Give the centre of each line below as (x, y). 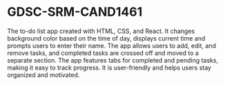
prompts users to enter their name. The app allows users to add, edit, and (111, 45)
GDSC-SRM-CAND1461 (75, 12)
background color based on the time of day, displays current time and (106, 38)
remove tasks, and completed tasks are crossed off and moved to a (103, 53)
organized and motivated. (43, 75)
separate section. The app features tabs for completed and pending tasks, (113, 60)
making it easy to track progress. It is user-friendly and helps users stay (109, 67)
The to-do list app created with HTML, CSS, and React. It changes (101, 31)
